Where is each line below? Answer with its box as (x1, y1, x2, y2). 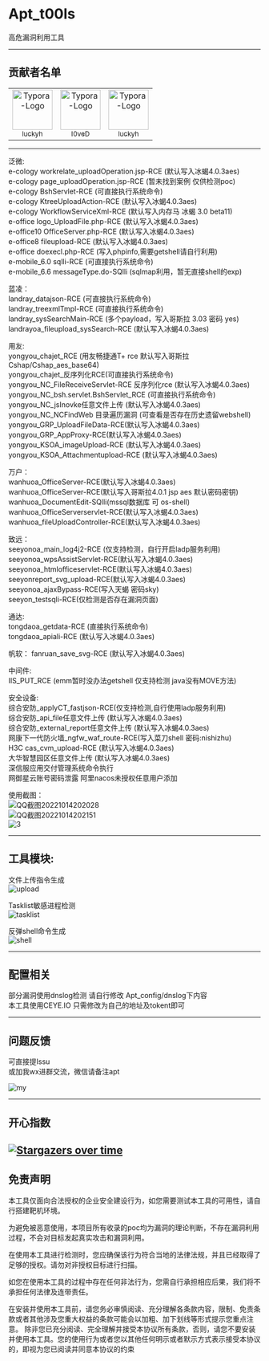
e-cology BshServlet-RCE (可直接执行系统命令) (8, 186, 163, 196)
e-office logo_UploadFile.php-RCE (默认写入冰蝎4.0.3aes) (8, 216, 199, 226)
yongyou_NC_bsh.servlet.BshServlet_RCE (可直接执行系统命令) (8, 389, 216, 399)
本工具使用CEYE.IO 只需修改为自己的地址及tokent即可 (8, 1000, 186, 1010)
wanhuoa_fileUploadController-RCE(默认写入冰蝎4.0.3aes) (8, 517, 201, 527)
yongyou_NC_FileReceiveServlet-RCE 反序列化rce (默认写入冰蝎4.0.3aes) (8, 379, 251, 389)
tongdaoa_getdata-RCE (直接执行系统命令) (8, 621, 149, 631)
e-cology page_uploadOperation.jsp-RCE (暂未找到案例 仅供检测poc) (8, 176, 236, 185)
